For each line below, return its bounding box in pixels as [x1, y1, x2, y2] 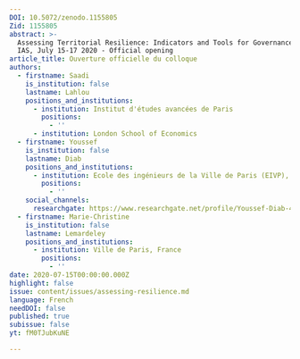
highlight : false [9, 279, 74, 288]
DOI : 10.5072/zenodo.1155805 [9, 13, 118, 22]
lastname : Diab [25, 154, 82, 163]
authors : [9, 63, 42, 72]
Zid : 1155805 [9, 21, 58, 30]
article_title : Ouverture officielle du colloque [9, 54, 198, 63]
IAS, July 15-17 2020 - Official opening [17, 46, 174, 55]
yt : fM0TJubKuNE [9, 329, 70, 338]
